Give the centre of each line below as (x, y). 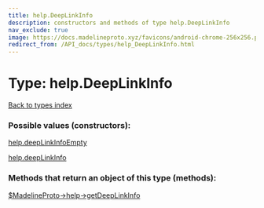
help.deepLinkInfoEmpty (48, 143)
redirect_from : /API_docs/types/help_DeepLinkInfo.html (101, 45)
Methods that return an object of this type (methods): (112, 178)
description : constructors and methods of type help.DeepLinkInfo (119, 23)
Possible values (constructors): (70, 125)
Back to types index (40, 105)
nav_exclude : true (38, 30)
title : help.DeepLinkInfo (50, 15)
